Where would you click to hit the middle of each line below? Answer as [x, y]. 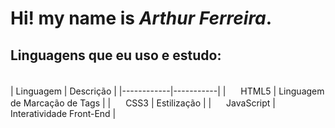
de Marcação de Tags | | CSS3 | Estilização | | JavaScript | [143, 103]
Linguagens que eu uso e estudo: [116, 55]
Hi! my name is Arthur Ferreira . [141, 18]
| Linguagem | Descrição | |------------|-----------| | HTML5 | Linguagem [167, 91]
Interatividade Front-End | [63, 113]
